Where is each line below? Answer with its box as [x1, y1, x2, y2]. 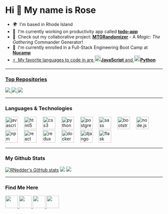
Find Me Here [5, 184, 38, 191]
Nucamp [12, 49, 31, 55]
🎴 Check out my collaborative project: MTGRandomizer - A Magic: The [12, 33, 160, 39]
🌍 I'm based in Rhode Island [12, 21, 73, 27]
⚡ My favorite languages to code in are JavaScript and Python [12, 57, 156, 63]
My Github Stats [5, 155, 45, 162]
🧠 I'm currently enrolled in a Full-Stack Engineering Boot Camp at [12, 44, 148, 50]
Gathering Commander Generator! [12, 39, 83, 45]
